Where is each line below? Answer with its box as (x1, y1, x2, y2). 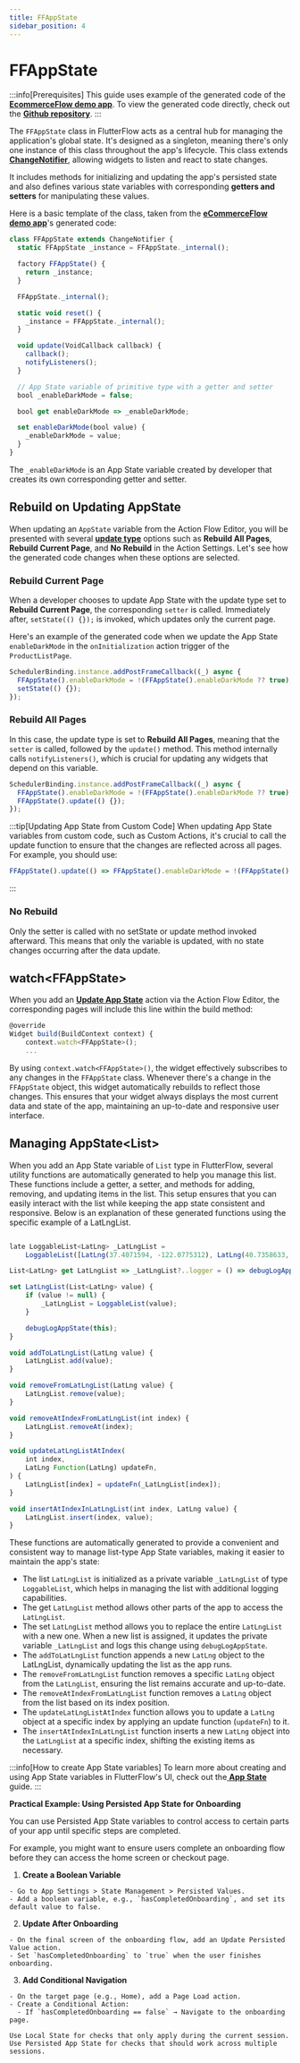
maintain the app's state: (9, 1556, 100, 1567)
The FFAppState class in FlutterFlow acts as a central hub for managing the (9, 126, 283, 137)
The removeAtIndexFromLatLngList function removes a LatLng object (21, 1688, 272, 1699)
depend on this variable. (9, 762, 98, 773)
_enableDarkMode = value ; (25, 432, 122, 441)
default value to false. (9, 1903, 102, 1912)
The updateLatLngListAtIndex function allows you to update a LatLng (21, 1707, 275, 1717)
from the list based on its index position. (21, 1698, 170, 1708)
